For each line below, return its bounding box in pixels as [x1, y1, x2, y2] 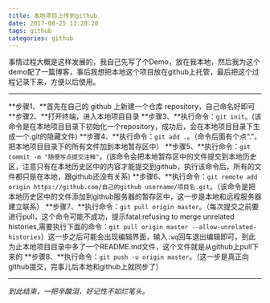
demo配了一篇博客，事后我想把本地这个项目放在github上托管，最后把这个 [8, 67, 253, 77]
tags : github [8, 26, 52, 34]
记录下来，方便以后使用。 [14, 77, 100, 87]
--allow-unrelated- [191, 224, 257, 232]
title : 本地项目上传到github [8, 11, 98, 20]
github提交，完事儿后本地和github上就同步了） [8, 262, 163, 272]
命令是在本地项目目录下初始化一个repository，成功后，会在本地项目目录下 [8, 122, 254, 131]
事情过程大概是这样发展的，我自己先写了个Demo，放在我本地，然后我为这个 [8, 57, 260, 67]
